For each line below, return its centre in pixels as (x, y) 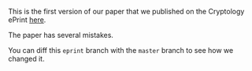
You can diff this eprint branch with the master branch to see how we (121, 50)
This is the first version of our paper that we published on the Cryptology (126, 11)
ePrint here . (27, 20)
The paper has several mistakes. (61, 35)
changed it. (26, 59)
